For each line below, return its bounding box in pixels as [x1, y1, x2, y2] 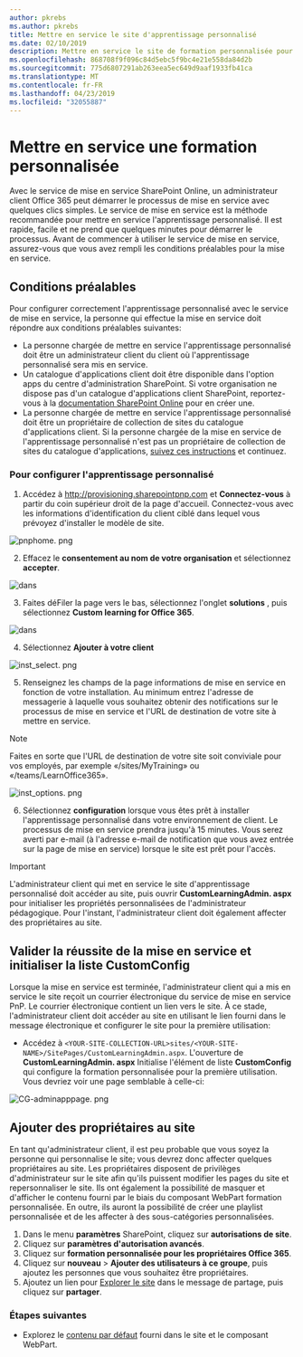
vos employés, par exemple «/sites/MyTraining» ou [9, 760, 200, 771]
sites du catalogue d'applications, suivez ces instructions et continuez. [22, 445, 287, 457]
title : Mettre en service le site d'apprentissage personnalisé [9, 30, 257, 39]
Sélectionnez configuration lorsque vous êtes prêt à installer [22, 805, 251, 816]
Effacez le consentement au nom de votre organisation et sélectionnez [22, 553, 291, 564]
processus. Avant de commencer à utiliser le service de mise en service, [9, 234, 280, 244]
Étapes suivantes [9, 1309, 88, 1322]
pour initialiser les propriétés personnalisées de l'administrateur [9, 898, 247, 909]
